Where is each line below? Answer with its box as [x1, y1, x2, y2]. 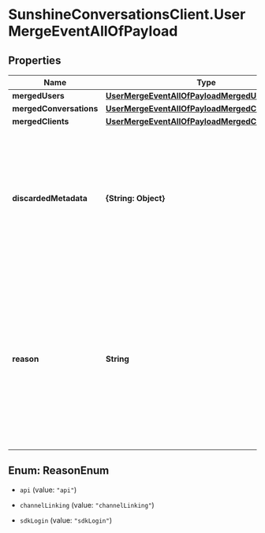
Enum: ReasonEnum [8, 464, 110, 478]
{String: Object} [105, 193, 166, 203]
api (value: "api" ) [19, 485, 77, 494]
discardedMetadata [12, 193, 88, 203]
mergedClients [12, 116, 69, 127]
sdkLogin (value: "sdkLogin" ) [19, 515, 113, 525]
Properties [8, 54, 62, 67]
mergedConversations [12, 103, 99, 114]
